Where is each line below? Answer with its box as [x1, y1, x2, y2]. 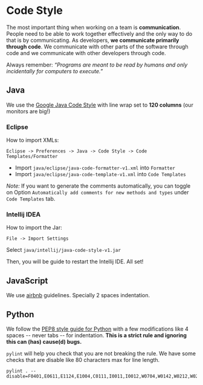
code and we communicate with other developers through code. [6, 49, 166, 56]
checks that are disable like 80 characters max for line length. [6, 356, 160, 363]
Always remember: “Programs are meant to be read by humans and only [6, 61, 188, 68]
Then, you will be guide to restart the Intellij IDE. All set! [6, 258, 144, 265]
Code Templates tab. [6, 195, 56, 203]
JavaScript [6, 275, 48, 286]
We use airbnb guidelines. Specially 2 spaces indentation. [6, 292, 150, 299]
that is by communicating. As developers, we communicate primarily [6, 36, 179, 44]
